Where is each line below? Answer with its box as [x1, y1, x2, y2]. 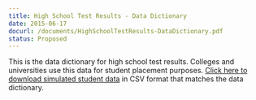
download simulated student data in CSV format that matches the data [8, 74, 244, 84]
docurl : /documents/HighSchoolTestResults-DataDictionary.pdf [8, 27, 223, 35]
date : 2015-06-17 [8, 20, 67, 28]
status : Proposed [8, 34, 67, 43]
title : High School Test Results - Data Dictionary [8, 11, 187, 20]
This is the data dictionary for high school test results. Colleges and [8, 57, 235, 67]
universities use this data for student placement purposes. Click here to [8, 66, 248, 76]
